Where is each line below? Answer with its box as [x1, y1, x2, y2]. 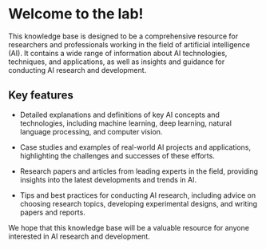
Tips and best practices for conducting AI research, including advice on [19, 190, 256, 200]
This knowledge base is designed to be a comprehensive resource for [8, 31, 238, 41]
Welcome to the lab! [8, 5, 144, 23]
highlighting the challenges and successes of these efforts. [19, 151, 216, 160]
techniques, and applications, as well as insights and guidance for [8, 57, 225, 66]
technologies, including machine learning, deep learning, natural [19, 118, 232, 128]
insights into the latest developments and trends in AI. [19, 175, 197, 184]
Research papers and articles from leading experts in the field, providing [19, 166, 258, 176]
